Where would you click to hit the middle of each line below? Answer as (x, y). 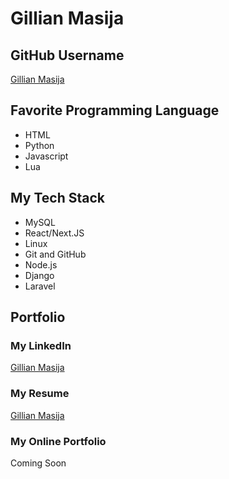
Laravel (40, 286)
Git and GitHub (55, 254)
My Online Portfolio (58, 441)
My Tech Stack (57, 198)
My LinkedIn (41, 345)
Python (39, 145)
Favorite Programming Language (115, 110)
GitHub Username (67, 55)
